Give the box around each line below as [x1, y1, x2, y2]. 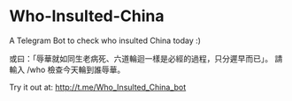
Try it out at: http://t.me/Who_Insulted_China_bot [9, 82, 187, 92]
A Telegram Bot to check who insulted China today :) [9, 35, 202, 46]
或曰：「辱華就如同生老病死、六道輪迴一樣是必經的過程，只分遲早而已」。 [9, 53, 273, 63]
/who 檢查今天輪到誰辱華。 [26, 64, 126, 75]
